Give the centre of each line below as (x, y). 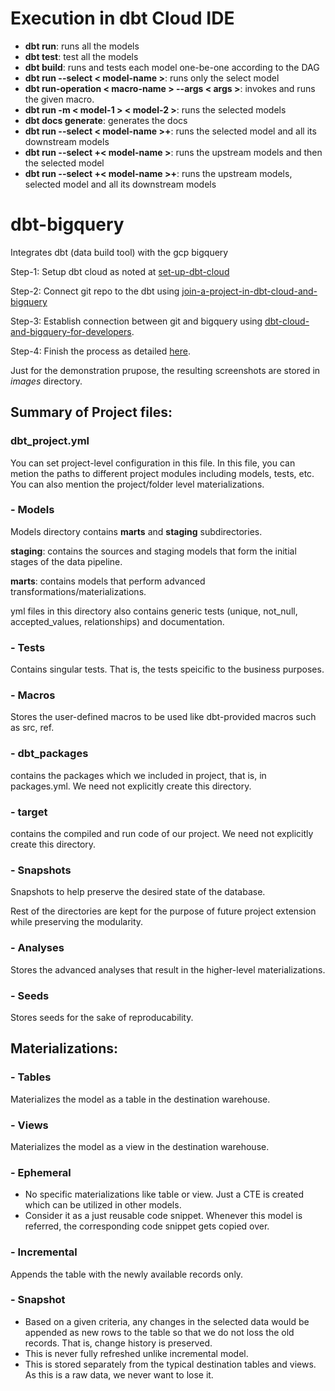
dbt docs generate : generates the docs (106, 120)
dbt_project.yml (50, 441)
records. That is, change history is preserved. (118, 1343)
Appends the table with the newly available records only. (127, 1274)
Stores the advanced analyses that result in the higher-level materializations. (168, 969)
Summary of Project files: (91, 412)
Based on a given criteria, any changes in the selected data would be (167, 1321)
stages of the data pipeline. (66, 561)
